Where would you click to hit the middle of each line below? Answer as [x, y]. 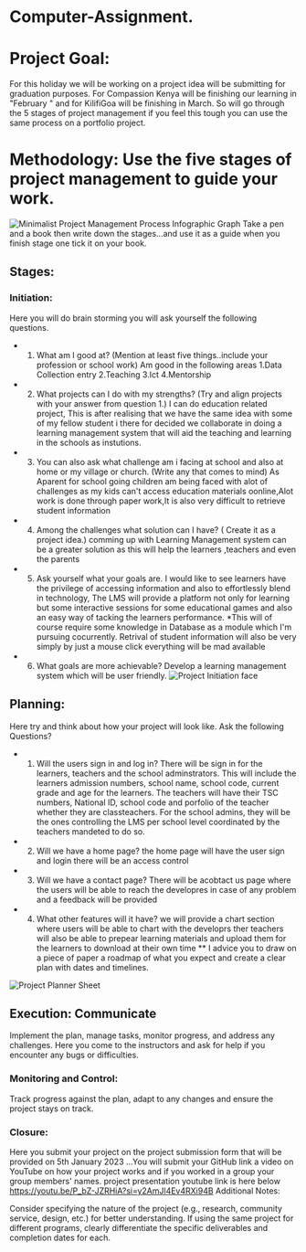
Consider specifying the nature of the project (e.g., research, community [146, 1208]
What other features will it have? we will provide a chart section [155, 918]
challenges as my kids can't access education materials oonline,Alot [165, 491]
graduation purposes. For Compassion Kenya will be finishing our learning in [153, 94]
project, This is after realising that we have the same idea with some [164, 413]
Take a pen [264, 224]
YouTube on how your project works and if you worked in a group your [142, 1171]
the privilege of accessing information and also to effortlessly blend [163, 588]
